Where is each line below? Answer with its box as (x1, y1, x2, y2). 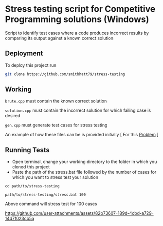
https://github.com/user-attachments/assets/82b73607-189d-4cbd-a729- (5, 210, 154, 216)
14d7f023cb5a (5, 216, 35, 222)
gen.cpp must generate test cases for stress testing (5, 122, 108, 128)
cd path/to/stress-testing (5, 184, 60, 189)
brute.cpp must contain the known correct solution (5, 98, 107, 104)
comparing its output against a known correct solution (5, 35, 113, 41)
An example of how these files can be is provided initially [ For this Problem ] (5, 132, 159, 138)
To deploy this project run (5, 62, 57, 68)
